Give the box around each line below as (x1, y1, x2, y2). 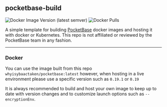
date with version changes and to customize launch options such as (5, 91, 144, 97)
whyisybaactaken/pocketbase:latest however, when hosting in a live (5, 71, 144, 77)
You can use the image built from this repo (5, 65, 92, 71)
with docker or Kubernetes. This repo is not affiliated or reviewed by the (5, 32, 153, 38)
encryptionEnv (5, 97, 35, 102)
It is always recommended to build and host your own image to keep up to (5, 86, 157, 92)
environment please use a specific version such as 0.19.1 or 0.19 (5, 76, 139, 82)
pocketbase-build (5, 4, 62, 12)
